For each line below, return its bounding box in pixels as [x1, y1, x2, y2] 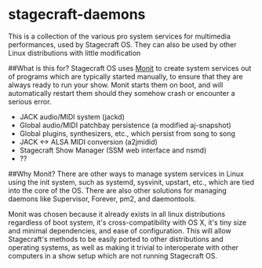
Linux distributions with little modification [8, 48, 141, 57]
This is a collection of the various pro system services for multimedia [8, 31, 231, 41]
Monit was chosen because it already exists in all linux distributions [8, 209, 226, 218]
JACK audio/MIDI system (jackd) [19, 112, 126, 121]
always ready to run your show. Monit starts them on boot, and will [8, 80, 224, 90]
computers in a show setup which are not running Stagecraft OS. [8, 251, 218, 260]
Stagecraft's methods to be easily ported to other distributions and [8, 234, 224, 244]
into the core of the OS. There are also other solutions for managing [8, 185, 227, 195]
